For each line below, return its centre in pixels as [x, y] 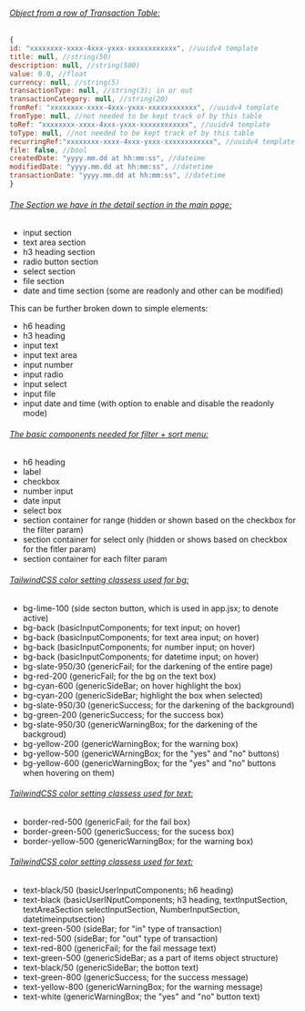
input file [39, 394]
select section [49, 271]
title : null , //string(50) [61, 56]
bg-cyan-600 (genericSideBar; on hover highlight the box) [132, 685]
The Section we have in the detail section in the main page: [121, 204]
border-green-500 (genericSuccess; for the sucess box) [128, 831]
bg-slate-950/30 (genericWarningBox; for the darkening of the [140, 724]
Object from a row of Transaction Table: [85, 13]
